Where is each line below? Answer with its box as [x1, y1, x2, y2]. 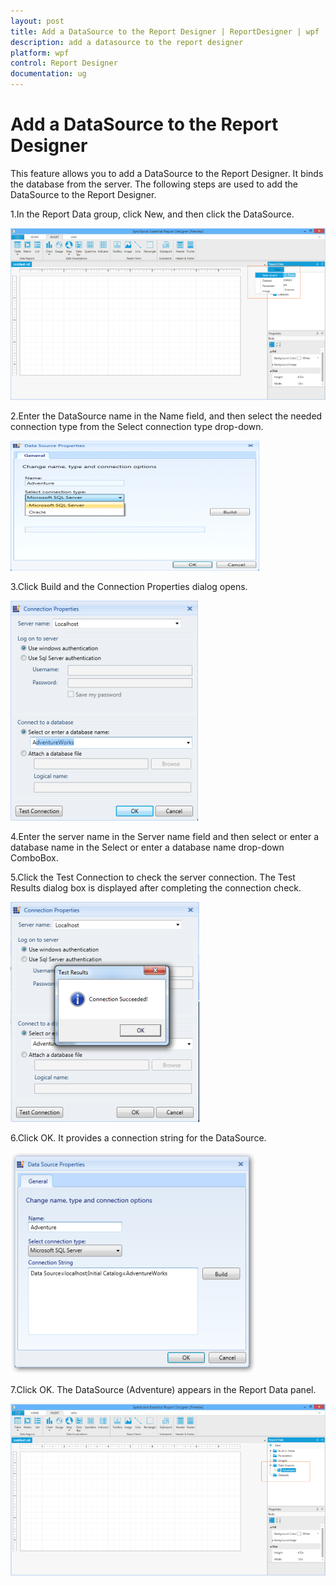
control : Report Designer [10, 58, 118, 69]
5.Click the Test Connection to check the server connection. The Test [10, 871, 296, 883]
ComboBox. [10, 851, 59, 864]
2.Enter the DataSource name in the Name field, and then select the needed [10, 410, 323, 422]
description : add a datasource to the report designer [10, 37, 244, 47]
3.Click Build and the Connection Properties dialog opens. [10, 580, 248, 592]
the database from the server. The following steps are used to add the [10, 178, 299, 190]
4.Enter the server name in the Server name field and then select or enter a [10, 830, 320, 842]
